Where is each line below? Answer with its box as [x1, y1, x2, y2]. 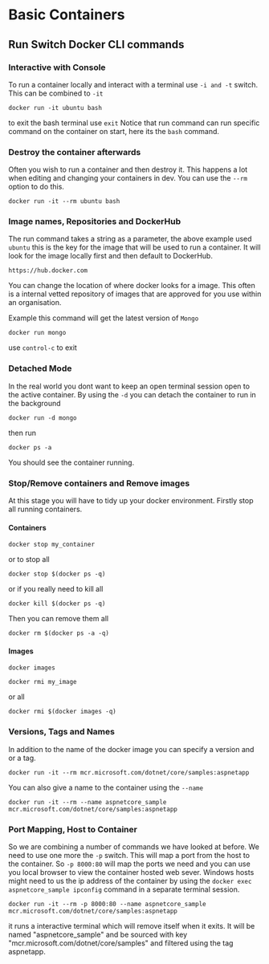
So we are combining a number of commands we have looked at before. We [8, 842, 259, 852]
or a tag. [8, 753, 36, 763]
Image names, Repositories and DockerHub [8, 216, 181, 227]
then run [8, 428, 37, 437]
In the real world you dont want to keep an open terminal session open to [8, 381, 251, 391]
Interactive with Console [8, 62, 106, 73]
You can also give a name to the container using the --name [8, 783, 203, 792]
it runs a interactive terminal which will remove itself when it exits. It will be [8, 921, 255, 931]
